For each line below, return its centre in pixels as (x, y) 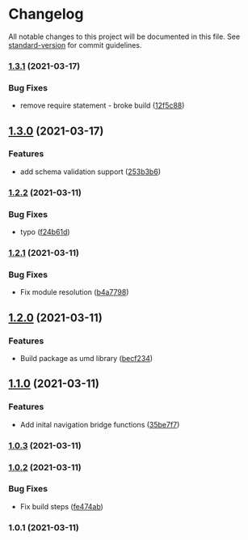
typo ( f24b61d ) (45, 232)
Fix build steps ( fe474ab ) (61, 506)
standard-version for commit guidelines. (75, 45)
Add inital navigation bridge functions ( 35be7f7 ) (100, 424)
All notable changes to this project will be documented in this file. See (124, 36)
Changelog (46, 14)
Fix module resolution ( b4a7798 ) (74, 292)
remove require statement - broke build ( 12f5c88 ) (102, 105)
